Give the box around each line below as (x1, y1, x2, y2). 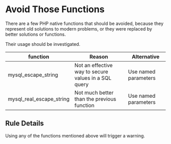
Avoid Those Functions (5, 4, 105, 15)
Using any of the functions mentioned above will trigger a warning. (5, 132, 145, 138)
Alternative (131, 53, 160, 60)
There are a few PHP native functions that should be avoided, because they (5, 20, 164, 26)
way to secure (74, 68, 108, 75)
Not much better (74, 89, 113, 96)
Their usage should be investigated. (5, 41, 80, 47)
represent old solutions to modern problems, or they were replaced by (5, 25, 153, 32)
